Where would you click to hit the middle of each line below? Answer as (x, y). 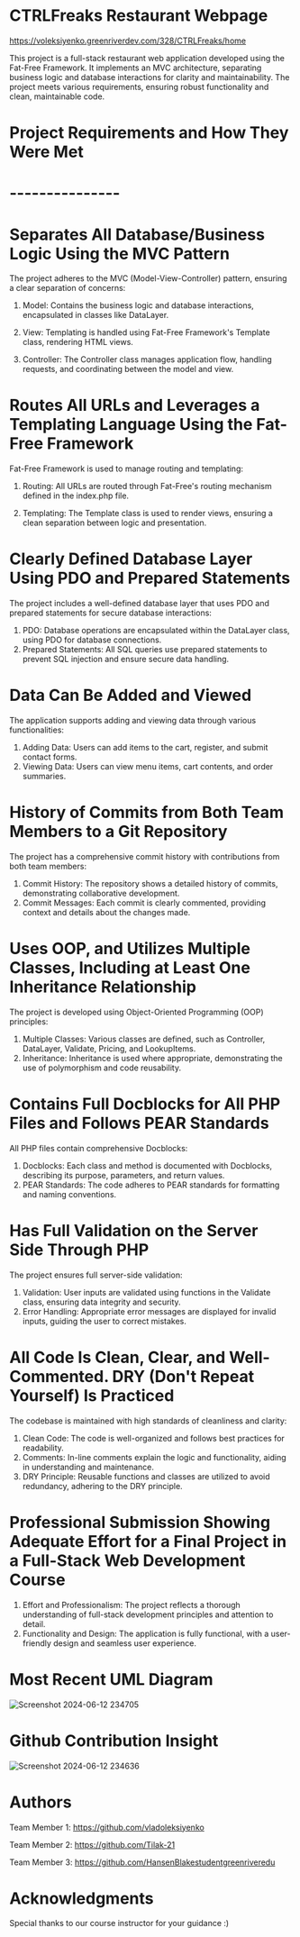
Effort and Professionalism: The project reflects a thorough (131, 1605)
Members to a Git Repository (118, 832)
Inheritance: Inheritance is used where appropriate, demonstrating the (153, 1058)
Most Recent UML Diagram (111, 1679)
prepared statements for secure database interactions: (110, 613)
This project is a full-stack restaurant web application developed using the (147, 58)
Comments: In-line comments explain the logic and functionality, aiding (154, 1457)
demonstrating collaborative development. (101, 893)
